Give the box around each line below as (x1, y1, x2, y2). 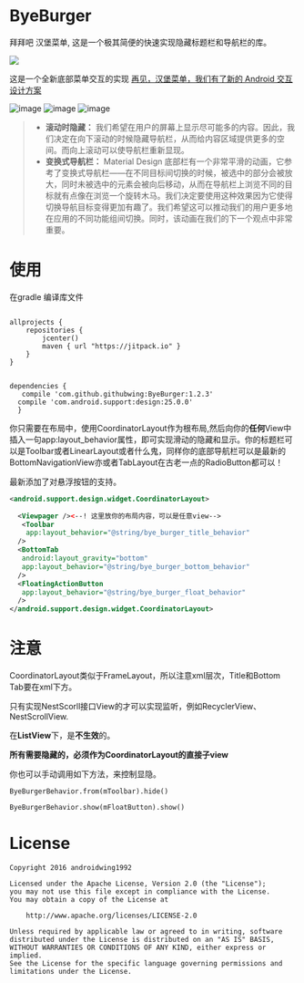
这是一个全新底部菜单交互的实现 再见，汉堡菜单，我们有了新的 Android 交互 (9, 73, 293, 84)
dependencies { (9, 381, 67, 390)
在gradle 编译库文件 (9, 291, 84, 302)
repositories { (25, 326, 84, 335)
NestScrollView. (9, 711, 69, 722)
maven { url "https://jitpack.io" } (42, 341, 181, 351)
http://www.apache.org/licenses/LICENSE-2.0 (25, 911, 198, 920)
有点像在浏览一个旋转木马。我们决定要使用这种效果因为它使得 (61, 190, 293, 201)
